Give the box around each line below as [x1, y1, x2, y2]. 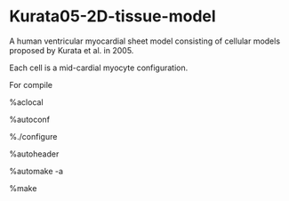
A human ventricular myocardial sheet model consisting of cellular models [9, 36, 281, 46]
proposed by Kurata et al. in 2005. [9, 44, 134, 55]
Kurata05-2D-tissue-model [9, 6, 216, 27]
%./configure [9, 131, 58, 141]
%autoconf [9, 114, 51, 125]
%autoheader [9, 149, 60, 159]
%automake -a [9, 165, 64, 176]
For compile [9, 79, 53, 90]
